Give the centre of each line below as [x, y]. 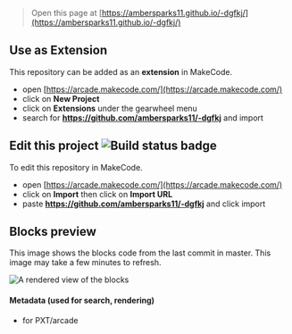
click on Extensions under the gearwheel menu [110, 108]
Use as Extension [58, 50]
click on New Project [61, 98]
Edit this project [54, 146]
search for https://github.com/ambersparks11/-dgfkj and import [142, 117]
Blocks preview [53, 232]
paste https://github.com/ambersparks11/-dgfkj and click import [144, 204]
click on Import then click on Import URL [97, 194]
